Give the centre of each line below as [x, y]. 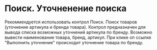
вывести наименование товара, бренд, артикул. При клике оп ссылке [78, 37]
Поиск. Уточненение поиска [66, 8]
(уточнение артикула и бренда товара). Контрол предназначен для [75, 27]
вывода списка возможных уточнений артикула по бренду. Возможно [78, 32]
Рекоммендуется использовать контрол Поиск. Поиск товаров [71, 22]
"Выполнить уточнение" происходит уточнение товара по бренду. [74, 42]
